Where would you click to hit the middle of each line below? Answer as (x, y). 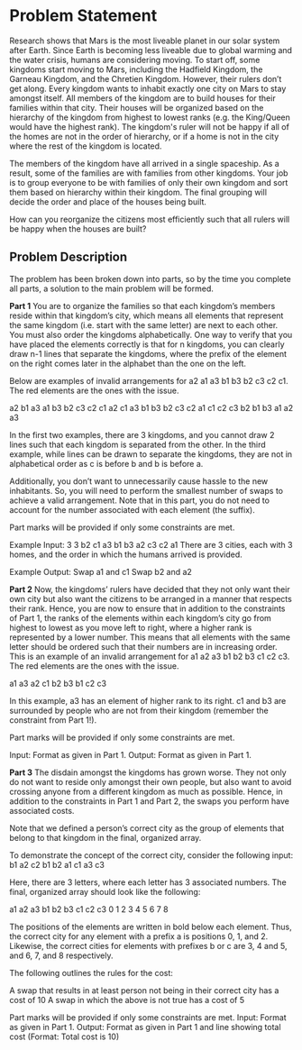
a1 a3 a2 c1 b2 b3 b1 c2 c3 (58, 683)
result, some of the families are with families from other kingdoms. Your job (149, 173)
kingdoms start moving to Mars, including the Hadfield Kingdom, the (136, 69)
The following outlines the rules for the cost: (92, 972)
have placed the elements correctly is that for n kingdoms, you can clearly (147, 344)
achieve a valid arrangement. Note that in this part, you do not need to (140, 500)
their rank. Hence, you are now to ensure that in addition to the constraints (147, 608)
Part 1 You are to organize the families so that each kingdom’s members (142, 306)
